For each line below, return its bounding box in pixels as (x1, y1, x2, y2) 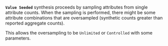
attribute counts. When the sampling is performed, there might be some (5, 9, 156, 15)
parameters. (5, 35, 31, 41)
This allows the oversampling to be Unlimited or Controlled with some (5, 30, 153, 35)
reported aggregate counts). (5, 20, 65, 26)
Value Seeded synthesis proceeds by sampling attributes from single (5, 4, 148, 10)
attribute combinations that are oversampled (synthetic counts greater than (5, 15, 163, 20)
